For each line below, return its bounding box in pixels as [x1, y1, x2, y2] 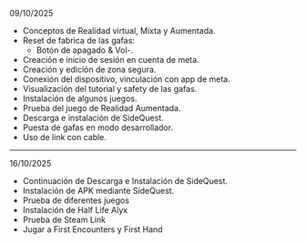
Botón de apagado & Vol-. [36, 45, 134, 56]
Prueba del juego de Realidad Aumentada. [22, 103, 181, 113]
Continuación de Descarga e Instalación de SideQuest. [22, 176, 229, 186]
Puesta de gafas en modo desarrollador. [22, 122, 174, 133]
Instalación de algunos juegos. [22, 93, 138, 104]
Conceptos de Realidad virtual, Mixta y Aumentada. [22, 25, 216, 36]
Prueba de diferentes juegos [22, 195, 130, 206]
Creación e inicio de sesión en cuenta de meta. [22, 55, 199, 65]
